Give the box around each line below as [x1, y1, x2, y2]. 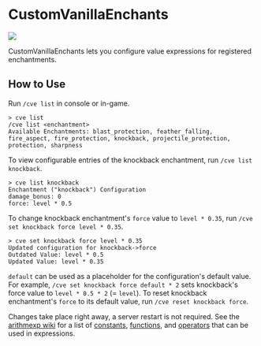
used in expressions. [8, 329, 76, 338]
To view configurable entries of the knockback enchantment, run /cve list [8, 155, 252, 165]
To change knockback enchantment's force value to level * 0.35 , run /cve [8, 213, 254, 222]
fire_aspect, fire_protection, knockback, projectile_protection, [8, 134, 231, 143]
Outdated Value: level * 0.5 [8, 251, 104, 259]
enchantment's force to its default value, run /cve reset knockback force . [8, 296, 249, 306]
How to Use [8, 77, 66, 91]
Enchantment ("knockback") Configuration [8, 185, 147, 194]
